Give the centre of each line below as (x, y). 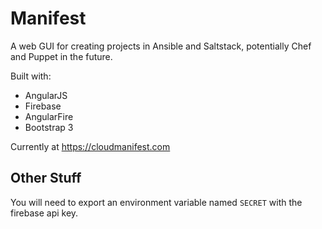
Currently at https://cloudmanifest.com (90, 146)
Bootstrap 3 (49, 127)
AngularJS (46, 95)
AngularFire (49, 116)
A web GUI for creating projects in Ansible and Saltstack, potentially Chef (161, 46)
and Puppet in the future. (61, 56)
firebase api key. (44, 213)
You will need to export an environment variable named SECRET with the (156, 202)
